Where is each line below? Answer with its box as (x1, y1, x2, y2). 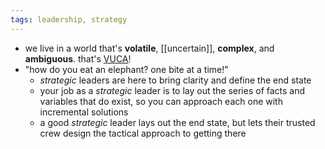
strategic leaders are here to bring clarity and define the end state (39, 74, 312, 86)
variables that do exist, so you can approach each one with (39, 95, 283, 107)
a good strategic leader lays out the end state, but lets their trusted (39, 116, 316, 128)
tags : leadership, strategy (10, 14, 128, 25)
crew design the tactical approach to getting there (39, 127, 247, 139)
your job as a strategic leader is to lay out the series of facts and (39, 84, 306, 96)
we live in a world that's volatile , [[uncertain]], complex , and (24, 42, 275, 54)
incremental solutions (39, 106, 129, 118)
